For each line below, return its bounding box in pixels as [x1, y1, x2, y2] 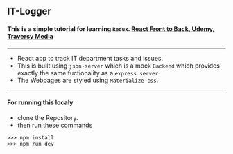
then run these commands [17, 121, 93, 129]
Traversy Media [7, 32, 53, 40]
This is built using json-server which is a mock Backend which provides [17, 61, 221, 70]
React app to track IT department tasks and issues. [17, 54, 164, 62]
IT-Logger [7, 6, 51, 17]
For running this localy [7, 98, 74, 106]
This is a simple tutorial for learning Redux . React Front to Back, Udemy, [7, 24, 215, 33]
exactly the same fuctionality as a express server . [17, 68, 161, 77]
